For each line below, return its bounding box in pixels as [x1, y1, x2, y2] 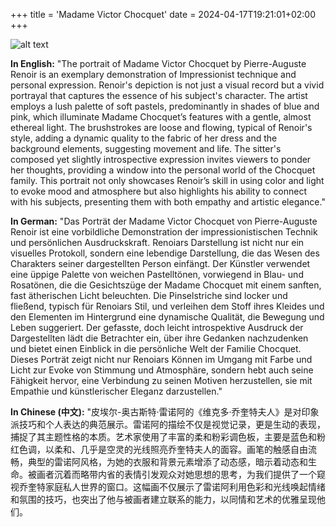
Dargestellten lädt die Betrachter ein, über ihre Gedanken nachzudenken [10, 332, 309, 344]
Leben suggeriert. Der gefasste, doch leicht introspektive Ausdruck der [10, 322, 304, 333]
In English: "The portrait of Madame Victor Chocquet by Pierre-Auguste [10, 58, 307, 69]
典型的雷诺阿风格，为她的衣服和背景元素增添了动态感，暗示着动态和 [27, 456, 308, 468]
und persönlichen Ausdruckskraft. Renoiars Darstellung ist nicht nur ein [10, 237, 305, 248]
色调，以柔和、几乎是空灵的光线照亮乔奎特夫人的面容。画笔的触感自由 [18, 444, 308, 455]
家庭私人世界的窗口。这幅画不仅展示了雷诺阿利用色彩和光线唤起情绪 [44, 481, 326, 493]
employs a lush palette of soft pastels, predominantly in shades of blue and [10, 100, 320, 112]
